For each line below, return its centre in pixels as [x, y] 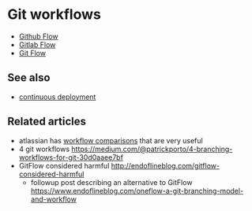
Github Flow [38, 36]
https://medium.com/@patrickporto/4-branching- [152, 149]
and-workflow [53, 199]
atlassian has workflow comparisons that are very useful [111, 140]
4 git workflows [44, 149]
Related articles [47, 122]
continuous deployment [57, 97]
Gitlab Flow [37, 44]
